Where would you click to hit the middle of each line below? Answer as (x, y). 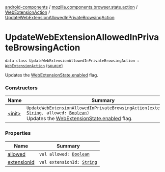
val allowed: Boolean (64, 154)
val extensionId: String (68, 162)
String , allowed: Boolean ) (58, 113)
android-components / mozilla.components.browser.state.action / (71, 7)
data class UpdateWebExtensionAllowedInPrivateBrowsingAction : (72, 61)
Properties (18, 133)
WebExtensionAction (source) (34, 65)
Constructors (21, 88)
